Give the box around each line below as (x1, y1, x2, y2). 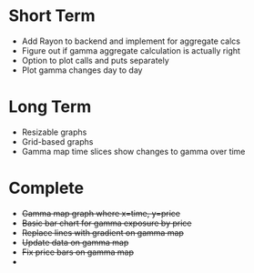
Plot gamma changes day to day (21, 65, 143, 76)
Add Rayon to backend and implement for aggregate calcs (21, 35, 240, 46)
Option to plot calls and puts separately (21, 55, 169, 66)
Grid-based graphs (21, 136, 94, 147)
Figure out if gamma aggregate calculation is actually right (21, 45, 240, 56)
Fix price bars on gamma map (21, 247, 134, 258)
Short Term (8, 5, 97, 26)
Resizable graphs (21, 126, 87, 137)
